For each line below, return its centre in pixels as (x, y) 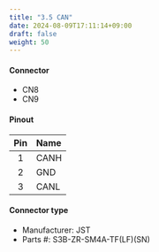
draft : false (33, 34)
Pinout (22, 119)
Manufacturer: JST (56, 230)
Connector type (39, 210)
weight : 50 (29, 42)
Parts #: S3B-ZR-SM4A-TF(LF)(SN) (86, 239)
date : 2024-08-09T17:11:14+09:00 (71, 26)
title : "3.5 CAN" (41, 17)
